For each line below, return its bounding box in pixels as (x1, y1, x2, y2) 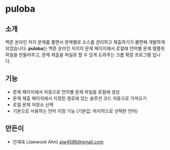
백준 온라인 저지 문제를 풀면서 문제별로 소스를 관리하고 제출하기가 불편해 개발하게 (5, 39, 165, 45)
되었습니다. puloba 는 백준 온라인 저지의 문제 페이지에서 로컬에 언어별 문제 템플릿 (5, 45, 165, 51)
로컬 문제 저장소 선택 (12, 101, 54, 107)
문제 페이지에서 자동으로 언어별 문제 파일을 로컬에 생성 (12, 88, 120, 95)
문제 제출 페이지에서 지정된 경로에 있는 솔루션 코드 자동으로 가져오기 (12, 95, 147, 101)
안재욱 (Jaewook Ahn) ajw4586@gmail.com (12, 138, 104, 145)
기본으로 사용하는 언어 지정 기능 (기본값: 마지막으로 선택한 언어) (12, 108, 138, 114)
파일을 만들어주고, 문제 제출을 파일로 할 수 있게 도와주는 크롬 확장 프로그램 (5, 52, 151, 57)
